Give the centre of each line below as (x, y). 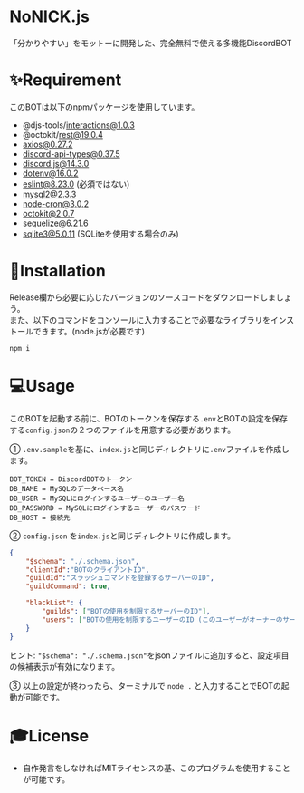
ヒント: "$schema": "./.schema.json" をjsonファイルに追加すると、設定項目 (149, 655)
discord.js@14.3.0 (56, 163)
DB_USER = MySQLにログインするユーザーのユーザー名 (97, 498)
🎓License (49, 735)
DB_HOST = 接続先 (40, 517)
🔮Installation (57, 271)
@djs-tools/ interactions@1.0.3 (79, 125)
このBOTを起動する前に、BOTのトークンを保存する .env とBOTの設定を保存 (148, 418)
